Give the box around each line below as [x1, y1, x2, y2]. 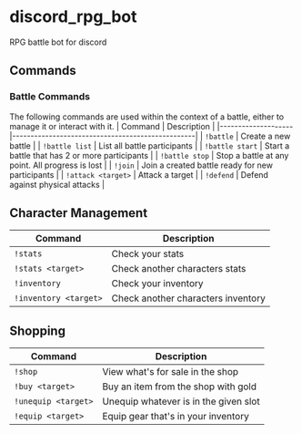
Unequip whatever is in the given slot [102, 395, 261, 408]
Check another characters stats [111, 263, 247, 275]
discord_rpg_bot [9, 6, 138, 27]
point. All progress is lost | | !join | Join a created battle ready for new [9, 160, 273, 170]
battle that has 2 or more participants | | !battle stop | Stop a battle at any [9, 150, 289, 160]
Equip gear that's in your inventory [102, 410, 250, 423]
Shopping [9, 323, 66, 338]
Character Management [9, 205, 148, 221]
